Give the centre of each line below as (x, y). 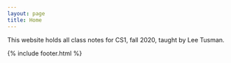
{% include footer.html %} (45, 53)
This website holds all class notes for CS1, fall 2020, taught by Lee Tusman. (116, 39)
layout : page (26, 13)
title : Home (24, 20)
